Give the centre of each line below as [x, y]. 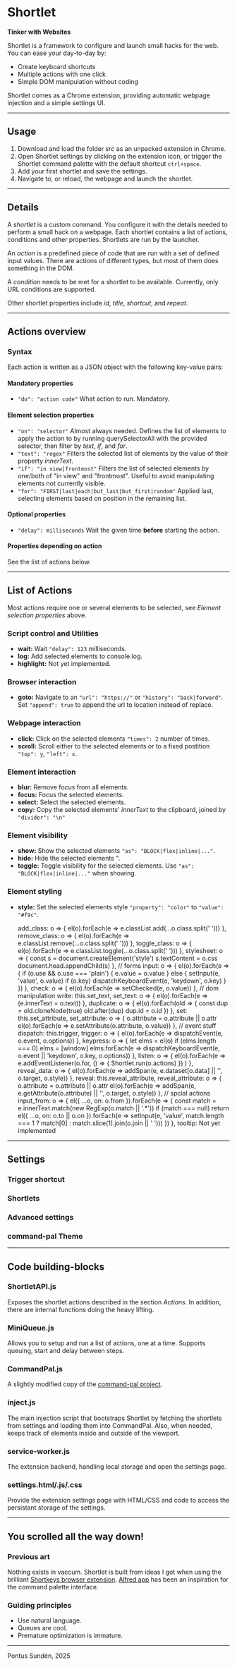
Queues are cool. [42, 1628]
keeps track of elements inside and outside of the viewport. [94, 1433]
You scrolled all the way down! [76, 1536]
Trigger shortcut [36, 1179]
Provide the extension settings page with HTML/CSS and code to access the [119, 1501]
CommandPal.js [35, 1369]
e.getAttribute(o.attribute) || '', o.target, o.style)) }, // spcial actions [114, 1093]
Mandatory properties [41, 383]
